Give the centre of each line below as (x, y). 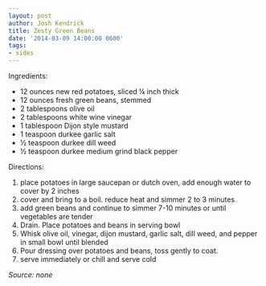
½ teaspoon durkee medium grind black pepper (99, 151)
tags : (17, 46)
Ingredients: (28, 76)
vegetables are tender (57, 217)
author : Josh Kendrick (46, 23)
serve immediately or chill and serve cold (88, 259)
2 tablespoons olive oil (57, 108)
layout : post (30, 16)
